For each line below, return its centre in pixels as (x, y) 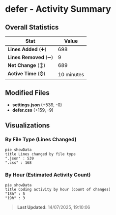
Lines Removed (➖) (30, 57)
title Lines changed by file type (41, 154)
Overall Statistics (32, 27)
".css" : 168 (18, 163)
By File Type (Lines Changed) (41, 140)
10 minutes (71, 74)
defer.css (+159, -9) (33, 110)
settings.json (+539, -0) (37, 105)
